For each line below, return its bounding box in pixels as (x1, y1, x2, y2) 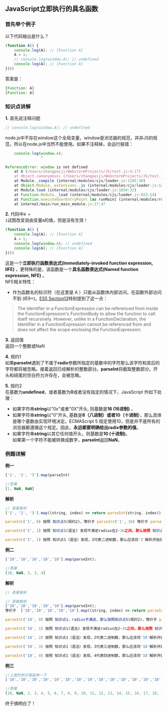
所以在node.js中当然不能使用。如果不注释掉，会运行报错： (13, 141, 134, 147)
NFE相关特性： (5, 278, 36, 284)
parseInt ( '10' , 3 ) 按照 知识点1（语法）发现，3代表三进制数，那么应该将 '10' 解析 (5, 644, 158, 649)
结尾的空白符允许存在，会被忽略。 (13, 372, 83, 378)
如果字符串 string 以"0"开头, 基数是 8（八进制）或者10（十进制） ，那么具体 (12, 412, 162, 418)
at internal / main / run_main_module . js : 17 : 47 (14, 201, 106, 206)
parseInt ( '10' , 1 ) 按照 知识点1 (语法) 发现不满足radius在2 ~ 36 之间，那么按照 (5, 626, 153, 631)
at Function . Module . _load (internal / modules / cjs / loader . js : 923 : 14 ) (14, 192, 157, 197)
